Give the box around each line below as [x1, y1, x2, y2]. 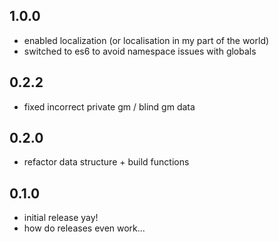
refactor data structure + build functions [23, 156, 190, 168]
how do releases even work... [23, 222, 146, 234]
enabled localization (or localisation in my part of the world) [23, 34, 270, 46]
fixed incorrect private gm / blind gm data [23, 100, 196, 113]
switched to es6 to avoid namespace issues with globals [23, 45, 257, 57]
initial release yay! [23, 212, 99, 224]
